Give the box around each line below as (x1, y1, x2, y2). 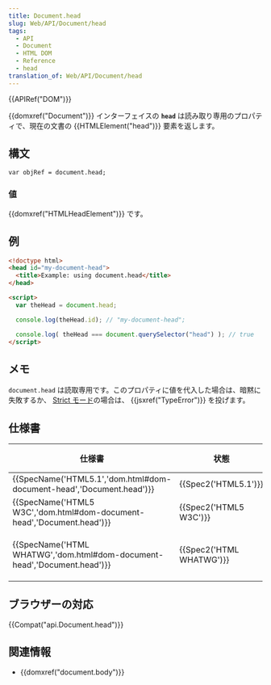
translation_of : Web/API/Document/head (8, 72, 143, 80)
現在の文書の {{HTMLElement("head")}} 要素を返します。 (29, 120, 219, 130)
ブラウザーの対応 (8, 598, 94, 611)
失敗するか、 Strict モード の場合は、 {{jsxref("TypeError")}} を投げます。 (8, 395, 250, 405)
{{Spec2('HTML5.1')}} (179, 478, 264, 490)
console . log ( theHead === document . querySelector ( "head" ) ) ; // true (15, 330, 254, 338)
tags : (8, 27, 27, 35)
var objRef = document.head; (8, 169, 106, 177)
